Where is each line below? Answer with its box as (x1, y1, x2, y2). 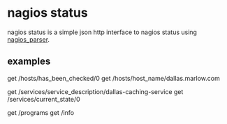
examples (7, 56, 51, 68)
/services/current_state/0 (7, 95, 80, 103)
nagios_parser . (7, 35, 50, 43)
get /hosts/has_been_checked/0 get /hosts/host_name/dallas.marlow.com (7, 74, 220, 82)
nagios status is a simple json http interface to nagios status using (7, 28, 198, 36)
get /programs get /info (7, 108, 75, 116)
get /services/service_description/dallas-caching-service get (7, 87, 184, 95)
